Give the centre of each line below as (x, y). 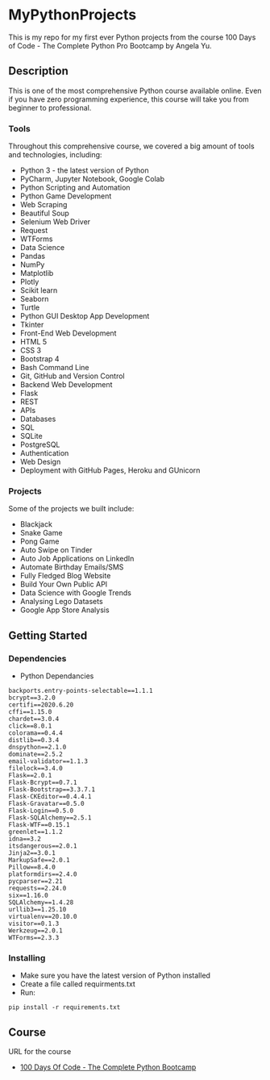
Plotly (29, 282)
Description (38, 71)
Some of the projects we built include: (71, 509)
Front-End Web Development (68, 333)
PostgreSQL (40, 444)
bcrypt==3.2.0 (32, 698)
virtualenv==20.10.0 (43, 917)
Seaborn (34, 299)
